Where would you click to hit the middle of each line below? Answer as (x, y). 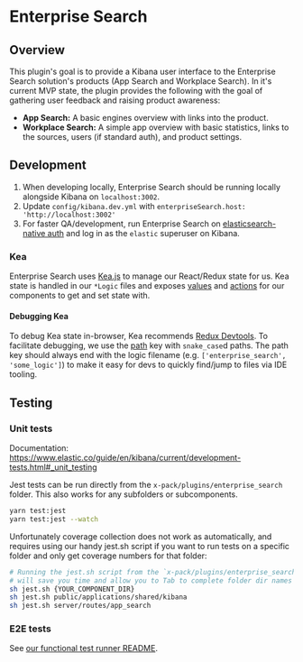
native (34, 233)
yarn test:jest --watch (54, 519)
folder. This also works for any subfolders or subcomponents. (124, 494)
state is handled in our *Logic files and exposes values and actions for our (147, 286)
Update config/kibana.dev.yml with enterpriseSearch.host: (134, 206)
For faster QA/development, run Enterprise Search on (121, 224)
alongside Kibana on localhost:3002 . (91, 197)
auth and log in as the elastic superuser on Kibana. (144, 233)
